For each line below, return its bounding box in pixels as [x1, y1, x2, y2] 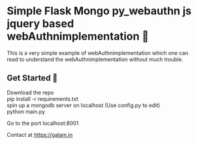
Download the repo [7, 88, 54, 96]
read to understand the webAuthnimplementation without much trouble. [7, 56, 183, 63]
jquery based [7, 17, 74, 30]
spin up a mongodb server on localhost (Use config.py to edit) [7, 102, 160, 109]
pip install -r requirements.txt [7, 95, 78, 102]
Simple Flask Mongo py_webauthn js [7, 4, 192, 18]
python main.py [7, 108, 46, 115]
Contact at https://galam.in [7, 131, 73, 138]
